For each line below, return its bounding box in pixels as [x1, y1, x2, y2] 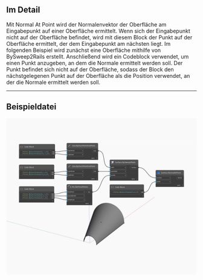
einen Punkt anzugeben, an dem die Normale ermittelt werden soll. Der [6, 59, 183, 66]
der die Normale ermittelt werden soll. [6, 78, 101, 86]
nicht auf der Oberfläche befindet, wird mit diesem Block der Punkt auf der [6, 33, 193, 41]
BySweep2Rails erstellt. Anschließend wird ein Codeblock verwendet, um [6, 52, 189, 60]
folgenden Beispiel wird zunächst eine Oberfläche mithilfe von [6, 46, 161, 54]
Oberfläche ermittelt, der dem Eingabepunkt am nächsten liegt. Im [6, 40, 171, 47]
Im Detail [6, 5, 40, 15]
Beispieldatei [6, 102, 57, 112]
